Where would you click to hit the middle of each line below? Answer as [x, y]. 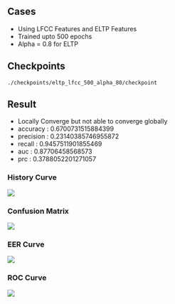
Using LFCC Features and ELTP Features [77, 28]
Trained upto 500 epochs [55, 36]
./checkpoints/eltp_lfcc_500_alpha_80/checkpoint [83, 82]
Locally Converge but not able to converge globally [92, 121]
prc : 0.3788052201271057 [57, 159]
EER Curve [26, 244]
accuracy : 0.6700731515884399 [66, 129]
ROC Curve [27, 278]
